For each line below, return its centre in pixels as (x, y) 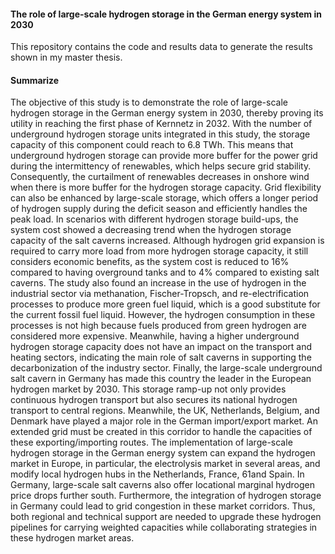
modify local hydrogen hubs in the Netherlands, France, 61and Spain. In (157, 474)
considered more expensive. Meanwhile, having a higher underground (155, 336)
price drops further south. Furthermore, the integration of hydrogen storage (166, 496)
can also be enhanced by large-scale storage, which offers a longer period (164, 198)
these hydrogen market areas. (72, 538)
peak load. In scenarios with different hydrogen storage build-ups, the (154, 219)
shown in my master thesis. (66, 57)
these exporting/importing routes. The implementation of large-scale (151, 442)
